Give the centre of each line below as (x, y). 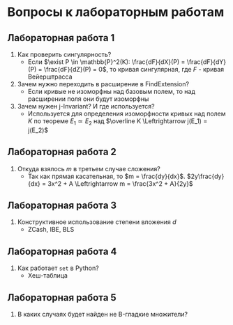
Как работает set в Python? (58, 268)
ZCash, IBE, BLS (51, 230)
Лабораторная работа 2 (62, 152)
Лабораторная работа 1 (61, 38)
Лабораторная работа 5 (62, 298)
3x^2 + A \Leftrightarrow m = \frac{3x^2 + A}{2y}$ (120, 183)
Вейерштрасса (50, 77)
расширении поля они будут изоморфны (88, 99)
